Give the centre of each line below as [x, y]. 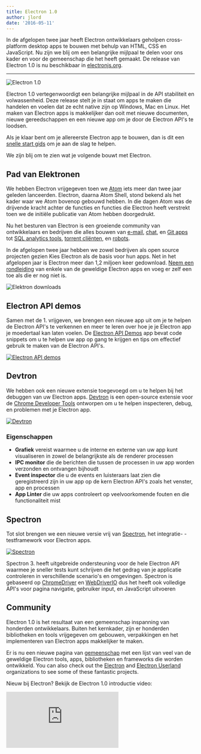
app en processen [37, 488]
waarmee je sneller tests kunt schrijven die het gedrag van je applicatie [94, 570]
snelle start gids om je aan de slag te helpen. [61, 144]
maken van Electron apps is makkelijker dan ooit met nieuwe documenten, [98, 113]
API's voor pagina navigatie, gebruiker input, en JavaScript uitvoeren [91, 589]
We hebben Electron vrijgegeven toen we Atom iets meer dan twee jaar [94, 188]
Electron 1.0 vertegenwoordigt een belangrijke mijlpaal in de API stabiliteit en [100, 94]
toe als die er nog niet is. [36, 275]
